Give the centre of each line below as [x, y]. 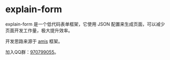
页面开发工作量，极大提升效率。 [39, 30]
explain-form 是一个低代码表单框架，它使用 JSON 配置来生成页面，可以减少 [85, 24]
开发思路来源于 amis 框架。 [34, 41]
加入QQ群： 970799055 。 [32, 52]
